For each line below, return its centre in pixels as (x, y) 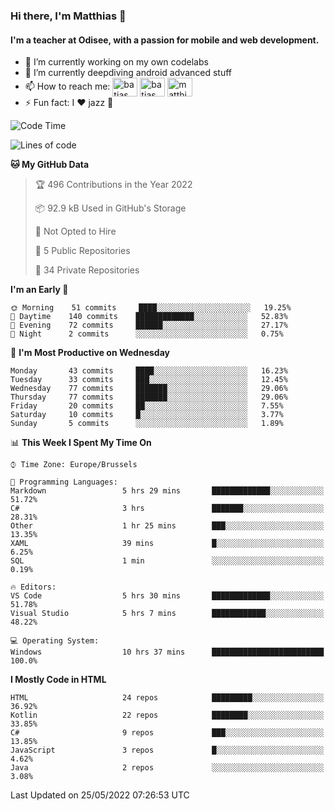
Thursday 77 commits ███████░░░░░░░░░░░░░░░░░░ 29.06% (149, 397)
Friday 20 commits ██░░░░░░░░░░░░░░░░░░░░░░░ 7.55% (147, 406)
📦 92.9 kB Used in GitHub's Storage (110, 208)
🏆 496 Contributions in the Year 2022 (113, 185)
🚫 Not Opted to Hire (75, 231)
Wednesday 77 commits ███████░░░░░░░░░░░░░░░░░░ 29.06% (149, 389)
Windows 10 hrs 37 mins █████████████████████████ (167, 652)
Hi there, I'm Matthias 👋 (68, 16)
